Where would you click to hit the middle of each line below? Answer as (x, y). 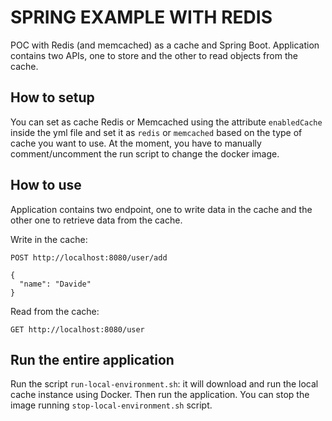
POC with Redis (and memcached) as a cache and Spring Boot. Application (165, 45)
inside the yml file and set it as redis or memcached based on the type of (156, 132)
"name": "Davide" (55, 284)
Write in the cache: (49, 239)
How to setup (52, 97)
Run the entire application (92, 359)
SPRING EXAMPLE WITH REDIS (141, 17)
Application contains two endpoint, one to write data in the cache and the (161, 209)
